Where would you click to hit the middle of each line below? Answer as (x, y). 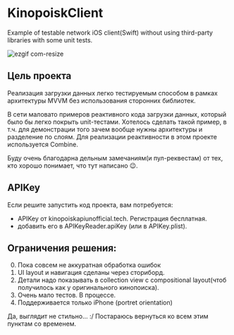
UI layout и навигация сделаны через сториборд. (91, 273)
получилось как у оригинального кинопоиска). (88, 288)
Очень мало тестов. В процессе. (67, 295)
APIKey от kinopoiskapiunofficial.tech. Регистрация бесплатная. (112, 218)
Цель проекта (39, 76)
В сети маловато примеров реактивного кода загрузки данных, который (117, 114)
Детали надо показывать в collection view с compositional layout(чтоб (122, 280)
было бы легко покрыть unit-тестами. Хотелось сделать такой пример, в (117, 122)
